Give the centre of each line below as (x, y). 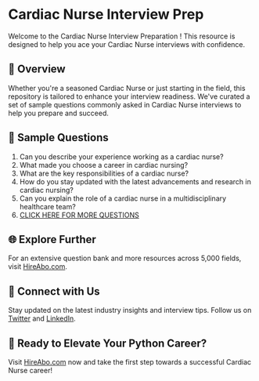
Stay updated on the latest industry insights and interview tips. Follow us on (130, 310)
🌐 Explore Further (52, 239)
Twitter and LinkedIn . (42, 318)
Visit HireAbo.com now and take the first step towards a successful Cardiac (130, 362)
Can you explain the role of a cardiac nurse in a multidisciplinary (123, 198)
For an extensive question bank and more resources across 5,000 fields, (125, 258)
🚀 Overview (37, 69)
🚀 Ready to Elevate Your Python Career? (108, 343)
